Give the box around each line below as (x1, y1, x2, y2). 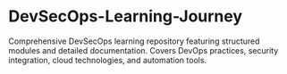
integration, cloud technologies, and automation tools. (8, 54, 207, 65)
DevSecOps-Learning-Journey (8, 6, 243, 27)
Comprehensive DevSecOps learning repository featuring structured (8, 36, 260, 46)
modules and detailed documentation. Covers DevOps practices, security (8, 45, 279, 55)
